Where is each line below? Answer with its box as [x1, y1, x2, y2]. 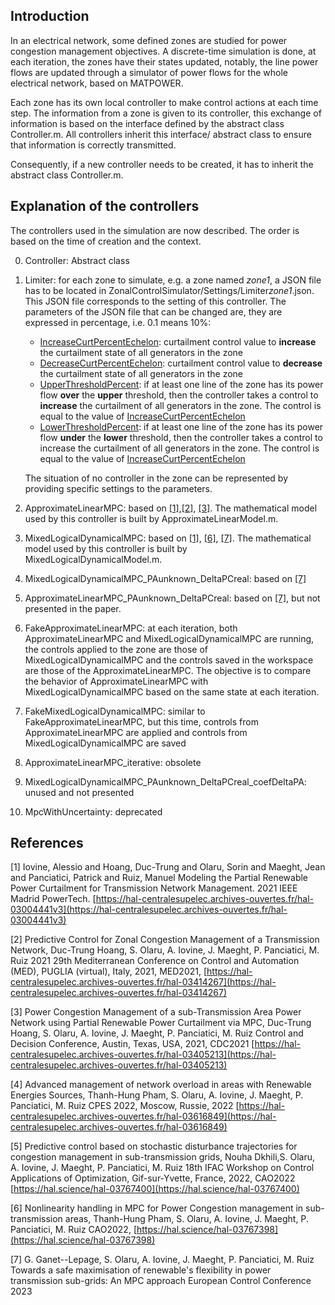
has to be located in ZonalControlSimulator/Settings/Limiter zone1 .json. [24, 284, 315, 296]
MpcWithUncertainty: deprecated [24, 805, 163, 818]
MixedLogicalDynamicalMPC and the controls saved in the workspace [24, 654, 314, 666]
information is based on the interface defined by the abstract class [10, 117, 285, 129]
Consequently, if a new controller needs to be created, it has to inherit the [10, 158, 314, 170]
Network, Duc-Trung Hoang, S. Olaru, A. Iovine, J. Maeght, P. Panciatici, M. [10, 944, 320, 956]
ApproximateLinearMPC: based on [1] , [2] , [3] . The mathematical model [24, 502, 318, 514]
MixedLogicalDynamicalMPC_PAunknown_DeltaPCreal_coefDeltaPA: [24, 775, 307, 788]
